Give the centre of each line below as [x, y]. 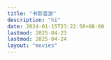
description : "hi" [34, 20]
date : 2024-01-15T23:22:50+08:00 [56, 26]
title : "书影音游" [32, 13]
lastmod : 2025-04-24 [37, 39]
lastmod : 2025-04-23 [37, 33]
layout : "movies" [32, 46]
